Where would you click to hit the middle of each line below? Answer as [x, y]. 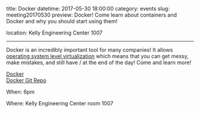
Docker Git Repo [26, 80]
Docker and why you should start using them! [62, 21]
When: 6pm [20, 92]
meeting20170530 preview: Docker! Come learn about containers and [92, 15]
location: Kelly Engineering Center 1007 [54, 33]
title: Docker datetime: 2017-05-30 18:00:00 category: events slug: [88, 9]
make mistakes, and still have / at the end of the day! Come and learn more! [99, 62]
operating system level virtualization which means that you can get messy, [98, 56]
